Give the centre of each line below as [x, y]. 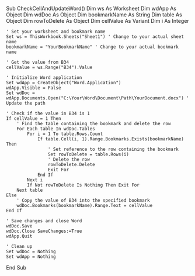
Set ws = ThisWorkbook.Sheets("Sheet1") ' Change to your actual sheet [95, 37]
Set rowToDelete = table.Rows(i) [88, 154]
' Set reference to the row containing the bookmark [113, 149]
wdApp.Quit [19, 236]
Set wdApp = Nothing [31, 257]
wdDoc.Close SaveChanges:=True [44, 231]
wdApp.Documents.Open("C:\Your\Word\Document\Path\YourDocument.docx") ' [98, 98]
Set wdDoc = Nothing [31, 251]
